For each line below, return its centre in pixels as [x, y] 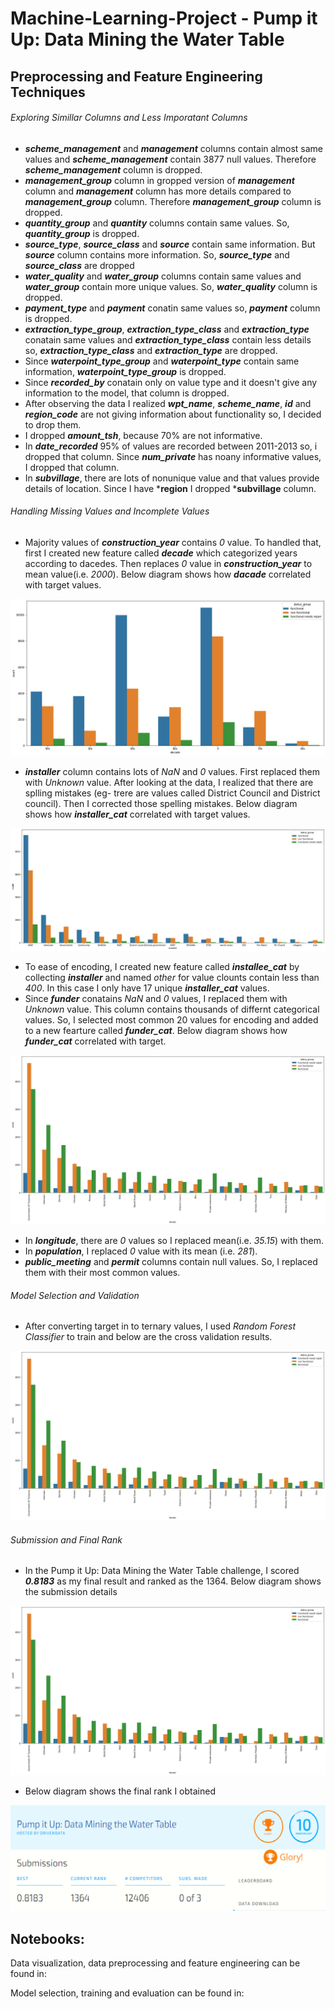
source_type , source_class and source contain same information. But [170, 244]
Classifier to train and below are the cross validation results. [148, 1337]
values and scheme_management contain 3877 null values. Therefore [170, 159]
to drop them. [53, 424]
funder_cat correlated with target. [95, 1041]
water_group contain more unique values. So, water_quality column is [171, 286]
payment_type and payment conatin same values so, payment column [172, 308]
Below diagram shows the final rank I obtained [120, 1791]
